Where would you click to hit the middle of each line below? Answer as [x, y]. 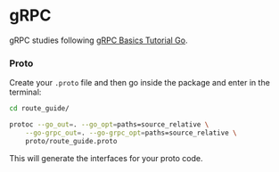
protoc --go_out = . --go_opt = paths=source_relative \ [109, 125]
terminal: [25, 92]
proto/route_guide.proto [71, 141]
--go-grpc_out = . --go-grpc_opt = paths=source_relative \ [131, 133]
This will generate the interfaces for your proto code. [106, 158]
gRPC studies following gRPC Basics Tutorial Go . [98, 40]
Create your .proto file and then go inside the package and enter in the [139, 83]
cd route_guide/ [39, 109]
